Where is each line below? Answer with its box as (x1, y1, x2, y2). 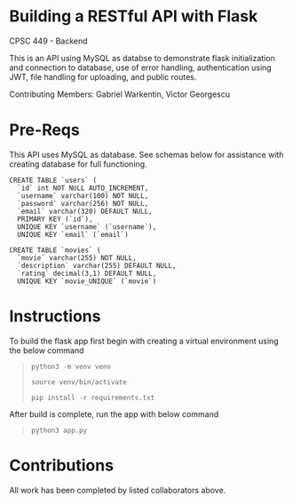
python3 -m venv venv (30, 362, 111, 371)
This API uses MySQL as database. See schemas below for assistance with (9, 149, 284, 160)
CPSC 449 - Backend (9, 35, 88, 46)
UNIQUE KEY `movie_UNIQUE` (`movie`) (17, 277, 157, 286)
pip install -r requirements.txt (30, 393, 155, 402)
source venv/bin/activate (30, 377, 127, 387)
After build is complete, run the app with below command (9, 408, 219, 419)
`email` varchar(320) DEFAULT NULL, (17, 207, 153, 216)
